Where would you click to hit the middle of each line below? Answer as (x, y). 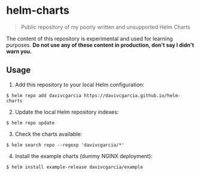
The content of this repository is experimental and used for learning (90, 38)
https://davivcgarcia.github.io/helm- (132, 95)
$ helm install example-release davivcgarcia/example (75, 167)
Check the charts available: (49, 134)
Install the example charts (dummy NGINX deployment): (84, 156)
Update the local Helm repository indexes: (67, 112)
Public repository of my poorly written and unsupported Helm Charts (105, 27)
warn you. (19, 51)
